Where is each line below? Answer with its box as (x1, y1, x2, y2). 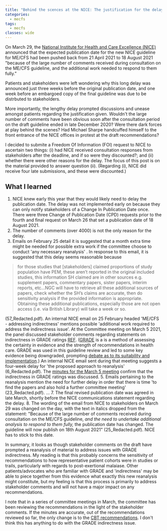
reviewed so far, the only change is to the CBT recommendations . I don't (5, 515, 153, 521)
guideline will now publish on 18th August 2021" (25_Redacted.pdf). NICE (5, 426, 155, 432)
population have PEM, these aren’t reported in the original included (17, 269, 155, 275)
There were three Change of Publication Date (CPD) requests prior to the (12, 212, 162, 217)
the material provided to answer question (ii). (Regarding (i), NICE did (5, 163, 147, 169)
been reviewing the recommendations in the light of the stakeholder (5, 504, 144, 510)
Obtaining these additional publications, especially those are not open (17, 301, 161, 307)
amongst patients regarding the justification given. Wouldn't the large (5, 111, 147, 117)
